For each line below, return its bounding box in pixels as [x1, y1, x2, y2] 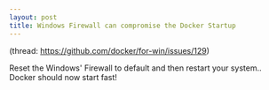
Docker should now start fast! [9, 71, 118, 82]
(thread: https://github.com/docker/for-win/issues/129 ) [9, 45, 210, 56]
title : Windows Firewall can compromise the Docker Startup [9, 21, 237, 30]
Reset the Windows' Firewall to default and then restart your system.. [9, 63, 262, 73]
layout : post [9, 12, 58, 22]
